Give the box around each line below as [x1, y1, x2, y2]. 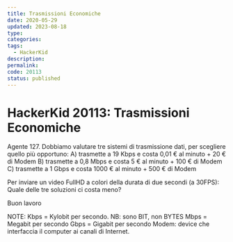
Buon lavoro [7, 199, 42, 207]
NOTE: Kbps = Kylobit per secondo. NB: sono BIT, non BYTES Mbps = [7, 213, 207, 221]
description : [7, 56, 45, 63]
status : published [7, 74, 61, 82]
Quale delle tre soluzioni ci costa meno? [7, 186, 122, 194]
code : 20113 [7, 68, 42, 75]
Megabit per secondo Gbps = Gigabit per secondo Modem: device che [7, 220, 210, 228]
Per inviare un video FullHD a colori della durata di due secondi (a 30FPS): [7, 178, 220, 186]
